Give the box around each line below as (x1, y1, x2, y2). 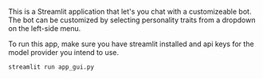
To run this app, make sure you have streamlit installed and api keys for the (8, 39, 254, 49)
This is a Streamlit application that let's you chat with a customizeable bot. (8, 7, 252, 16)
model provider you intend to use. (8, 48, 120, 57)
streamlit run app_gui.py (8, 63, 94, 71)
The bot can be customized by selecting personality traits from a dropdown (8, 15, 256, 25)
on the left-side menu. (8, 24, 81, 33)
